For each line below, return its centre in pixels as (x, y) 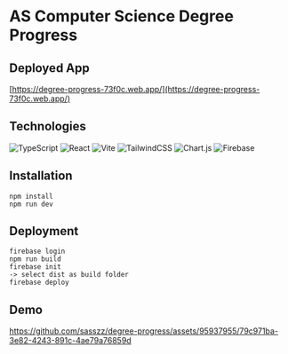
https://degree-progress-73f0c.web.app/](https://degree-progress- (136, 89)
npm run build (36, 259)
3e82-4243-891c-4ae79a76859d (70, 341)
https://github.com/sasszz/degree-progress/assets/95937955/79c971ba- (144, 331)
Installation (41, 176)
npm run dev (31, 204)
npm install (31, 196)
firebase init (36, 267)
